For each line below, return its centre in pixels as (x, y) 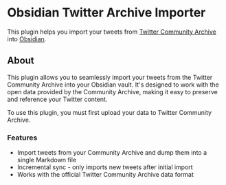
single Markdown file (47, 160)
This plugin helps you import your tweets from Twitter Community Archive (112, 32)
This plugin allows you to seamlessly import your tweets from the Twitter (110, 77)
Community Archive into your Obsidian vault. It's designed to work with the (113, 85)
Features (22, 138)
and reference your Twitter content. (57, 99)
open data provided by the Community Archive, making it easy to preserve (112, 91)
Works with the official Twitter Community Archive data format (105, 175)
